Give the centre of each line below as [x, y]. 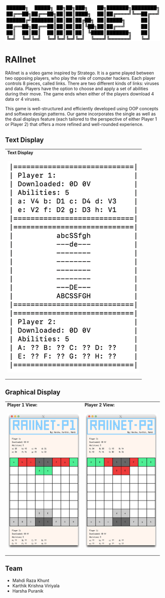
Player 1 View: [22, 405]
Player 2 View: [100, 405]
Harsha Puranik [28, 591]
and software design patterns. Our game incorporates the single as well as [81, 114]
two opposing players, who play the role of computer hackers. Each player [80, 78]
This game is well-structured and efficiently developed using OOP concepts [82, 109]
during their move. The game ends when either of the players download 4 [80, 94]
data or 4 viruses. [23, 99]
